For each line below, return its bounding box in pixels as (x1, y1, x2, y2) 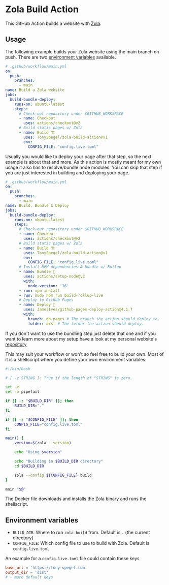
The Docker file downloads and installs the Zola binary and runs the (5, 496, 147, 502)
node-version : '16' (27, 283, 70, 288)
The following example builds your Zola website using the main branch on (5, 48, 159, 54)
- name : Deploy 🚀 (18, 302, 56, 307)
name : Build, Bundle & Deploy (5, 203, 70, 208)
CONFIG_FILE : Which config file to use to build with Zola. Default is (12, 540, 150, 546)
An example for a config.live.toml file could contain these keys (5, 556, 140, 562)
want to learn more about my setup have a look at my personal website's (5, 335, 157, 342)
